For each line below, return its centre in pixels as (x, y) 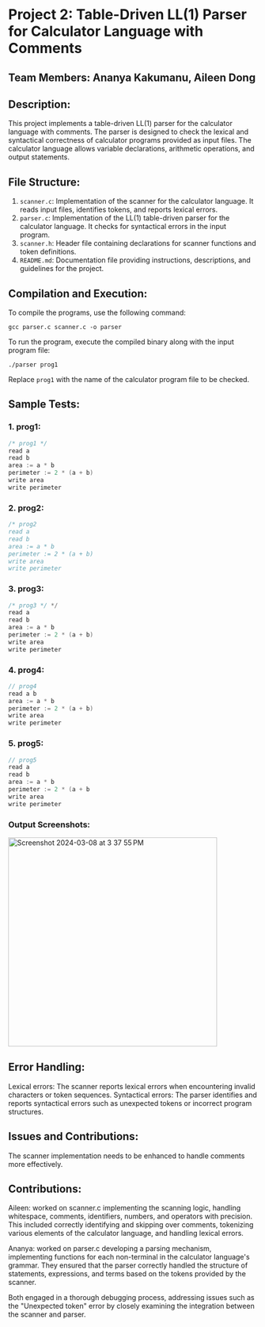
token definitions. (48, 252)
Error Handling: (47, 1067)
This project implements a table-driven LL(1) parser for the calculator (121, 124)
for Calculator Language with (106, 31)
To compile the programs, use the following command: (97, 313)
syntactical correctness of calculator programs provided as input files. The (130, 140)
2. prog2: (26, 507)
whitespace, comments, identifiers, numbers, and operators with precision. (131, 1216)
